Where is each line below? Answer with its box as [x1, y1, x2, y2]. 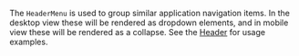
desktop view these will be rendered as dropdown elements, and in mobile [9, 17, 289, 28]
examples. [9, 36, 48, 47]
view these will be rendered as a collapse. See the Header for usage [9, 27, 266, 37]
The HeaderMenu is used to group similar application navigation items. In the [9, 8, 290, 18]
